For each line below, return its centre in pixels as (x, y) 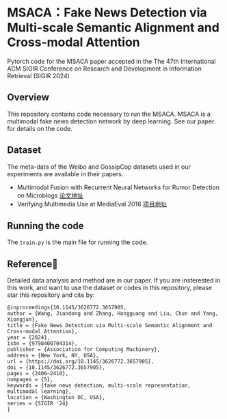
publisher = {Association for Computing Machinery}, (84, 350)
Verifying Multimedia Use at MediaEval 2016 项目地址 (92, 204)
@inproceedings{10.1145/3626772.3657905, (67, 308)
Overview (28, 98)
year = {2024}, (29, 338)
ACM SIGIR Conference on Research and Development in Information (104, 69)
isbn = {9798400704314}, (42, 344)
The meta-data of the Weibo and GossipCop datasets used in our (99, 167)
